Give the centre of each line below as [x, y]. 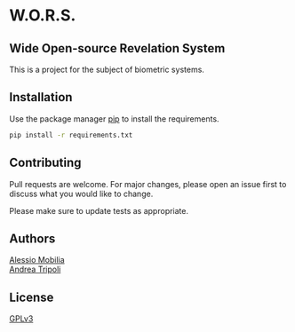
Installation [41, 97]
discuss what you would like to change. [81, 194]
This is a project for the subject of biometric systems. [107, 69]
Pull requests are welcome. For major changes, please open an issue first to [148, 184]
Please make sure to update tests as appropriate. [99, 210]
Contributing [45, 163]
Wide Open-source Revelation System [117, 48]
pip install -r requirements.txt [71, 135]
